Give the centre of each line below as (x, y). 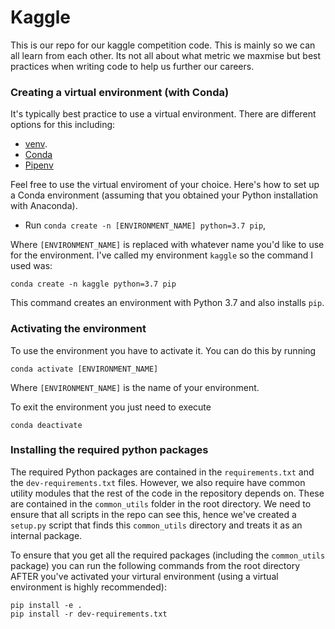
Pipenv (39, 165)
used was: (31, 266)
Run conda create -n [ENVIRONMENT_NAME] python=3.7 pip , (145, 225)
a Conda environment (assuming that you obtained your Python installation (164, 195)
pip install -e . (46, 605)
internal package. (46, 535)
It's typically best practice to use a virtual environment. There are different (163, 114)
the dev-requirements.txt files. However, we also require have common (158, 482)
